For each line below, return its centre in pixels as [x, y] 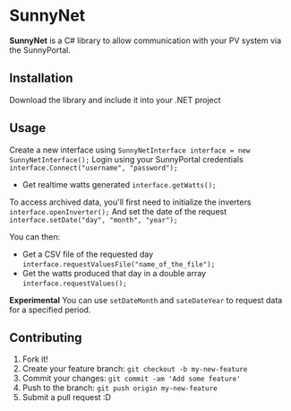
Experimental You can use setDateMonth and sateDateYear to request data [146, 300]
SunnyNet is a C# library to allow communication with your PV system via [145, 40]
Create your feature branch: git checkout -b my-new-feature [135, 369]
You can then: [35, 236]
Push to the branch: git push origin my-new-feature [120, 388]
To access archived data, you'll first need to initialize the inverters [130, 202]
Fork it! [35, 359]
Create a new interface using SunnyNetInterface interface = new [130, 150]
